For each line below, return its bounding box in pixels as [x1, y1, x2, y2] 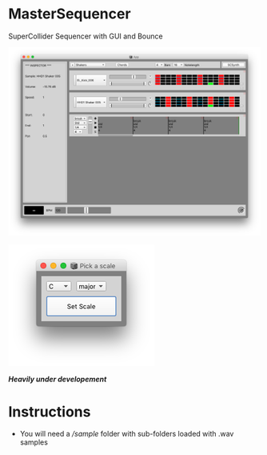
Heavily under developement [8, 374, 107, 385]
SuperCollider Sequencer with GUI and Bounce [8, 31, 163, 41]
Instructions [8, 402, 91, 421]
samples [19, 437, 48, 447]
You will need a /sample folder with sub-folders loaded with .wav [19, 429, 234, 439]
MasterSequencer [8, 5, 131, 23]
